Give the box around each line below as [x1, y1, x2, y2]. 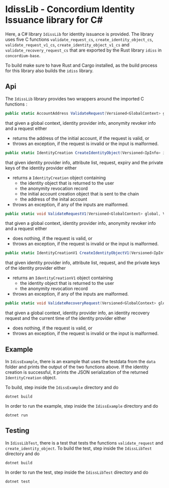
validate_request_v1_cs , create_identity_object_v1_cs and [5, 41, 130, 47]
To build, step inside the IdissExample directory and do [5, 384, 119, 390]
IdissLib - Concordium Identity [5, 4, 135, 15]
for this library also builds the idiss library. [5, 67, 94, 74]
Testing [5, 426, 30, 435]
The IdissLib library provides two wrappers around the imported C [5, 95, 144, 102]
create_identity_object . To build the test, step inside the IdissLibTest [5, 445, 152, 451]
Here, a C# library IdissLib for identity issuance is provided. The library [5, 31, 154, 37]
